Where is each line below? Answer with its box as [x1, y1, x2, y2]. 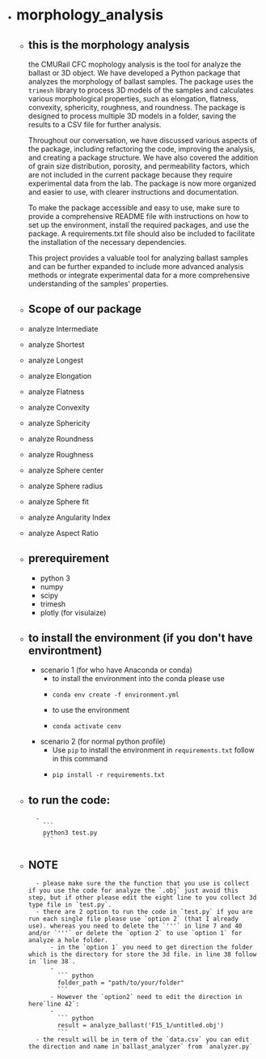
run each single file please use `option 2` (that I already [27, 915, 239, 924]
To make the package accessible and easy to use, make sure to [27, 203, 240, 212]
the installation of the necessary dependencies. [27, 238, 188, 247]
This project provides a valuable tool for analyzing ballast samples [27, 253, 249, 263]
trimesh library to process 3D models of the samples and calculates [27, 85, 254, 95]
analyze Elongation [27, 371, 92, 380]
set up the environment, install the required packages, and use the [27, 221, 249, 229]
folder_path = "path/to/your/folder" [57, 979, 184, 987]
